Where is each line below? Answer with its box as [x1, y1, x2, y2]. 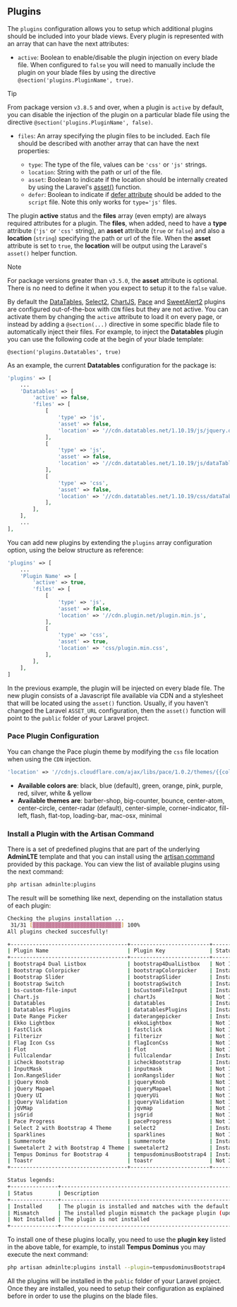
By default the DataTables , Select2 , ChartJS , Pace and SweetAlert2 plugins [7, 297, 226, 306]
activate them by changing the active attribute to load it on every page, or [7, 312, 223, 320]
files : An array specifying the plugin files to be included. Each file [17, 131, 210, 140]
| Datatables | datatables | [7, 1000, 213, 1007]
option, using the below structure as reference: [7, 546, 144, 554]
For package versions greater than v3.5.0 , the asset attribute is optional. [7, 276, 219, 284]
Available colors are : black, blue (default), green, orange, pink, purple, [17, 781, 224, 790]
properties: [17, 146, 50, 155]
